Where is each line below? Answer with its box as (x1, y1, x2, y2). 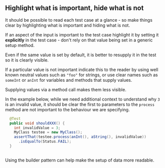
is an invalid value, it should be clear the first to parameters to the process (5, 101, 155, 107)
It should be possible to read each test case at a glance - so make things (5, 17, 153, 23)
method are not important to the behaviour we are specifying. (5, 106, 130, 112)
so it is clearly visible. (5, 57, 49, 63)
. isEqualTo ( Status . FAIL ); (18, 139, 71, 144)
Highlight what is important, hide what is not (5, 4, 144, 12)
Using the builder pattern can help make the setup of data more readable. (5, 157, 154, 163)
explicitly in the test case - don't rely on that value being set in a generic (5, 37, 153, 43)
